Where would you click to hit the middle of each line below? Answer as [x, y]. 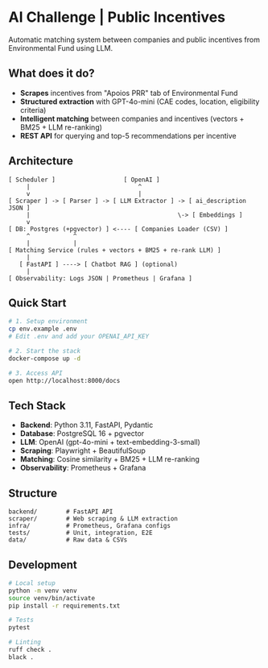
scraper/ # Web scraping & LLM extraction [93, 519]
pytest [19, 628]
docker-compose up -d [45, 359]
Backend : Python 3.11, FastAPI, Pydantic [87, 425]
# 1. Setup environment [48, 322]
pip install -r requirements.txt [64, 606]
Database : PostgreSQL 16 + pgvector [82, 434]
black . [21, 657]
